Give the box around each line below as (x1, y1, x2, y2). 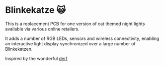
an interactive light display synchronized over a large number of (5, 40, 136, 46)
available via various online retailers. (5, 26, 80, 32)
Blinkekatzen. (5, 46, 33, 52)
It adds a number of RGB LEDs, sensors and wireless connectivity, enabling (5, 35, 160, 41)
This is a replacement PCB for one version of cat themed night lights (5, 21, 145, 27)
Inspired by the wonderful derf (5, 55, 68, 61)
